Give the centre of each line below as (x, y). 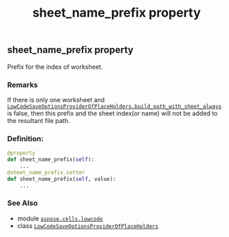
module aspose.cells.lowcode (60, 218)
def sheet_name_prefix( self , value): (62, 179)
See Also (23, 203)
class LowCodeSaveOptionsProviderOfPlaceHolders (88, 226)
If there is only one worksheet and (56, 99)
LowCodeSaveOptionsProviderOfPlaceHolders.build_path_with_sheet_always (114, 106)
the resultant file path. (39, 120)
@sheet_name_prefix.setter (46, 172)
